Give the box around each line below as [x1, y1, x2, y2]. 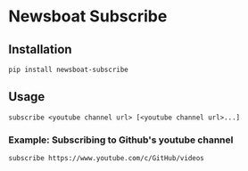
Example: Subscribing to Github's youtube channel [8, 134, 234, 146]
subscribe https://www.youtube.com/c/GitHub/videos [8, 154, 204, 163]
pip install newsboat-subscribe [8, 65, 128, 74]
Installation [8, 42, 72, 57]
